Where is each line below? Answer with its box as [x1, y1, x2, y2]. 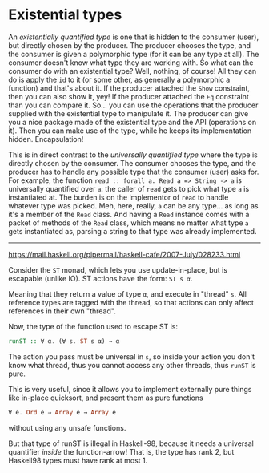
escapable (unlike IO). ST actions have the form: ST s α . [8, 273, 193, 283]
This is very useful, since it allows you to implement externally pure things [8, 384, 252, 394]
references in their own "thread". [8, 306, 116, 316]
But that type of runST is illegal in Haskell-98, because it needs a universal [8, 439, 254, 448]
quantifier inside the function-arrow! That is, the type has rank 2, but [8, 447, 235, 456]
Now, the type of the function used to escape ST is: [8, 321, 179, 331]
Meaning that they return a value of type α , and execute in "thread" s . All [8, 289, 247, 298]
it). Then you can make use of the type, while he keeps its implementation [8, 126, 252, 135]
